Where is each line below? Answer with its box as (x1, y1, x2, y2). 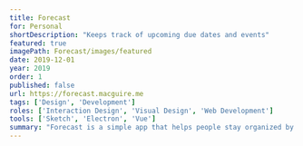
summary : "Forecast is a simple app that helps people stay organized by (9, 123, 295, 132)
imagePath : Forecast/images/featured (9, 47, 152, 56)
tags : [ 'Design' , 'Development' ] (9, 97, 136, 107)
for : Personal (9, 22, 64, 31)
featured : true (9, 38, 67, 48)
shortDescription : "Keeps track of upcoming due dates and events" (9, 30, 270, 39)
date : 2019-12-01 (9, 55, 75, 64)
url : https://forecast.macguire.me (9, 89, 144, 98)
